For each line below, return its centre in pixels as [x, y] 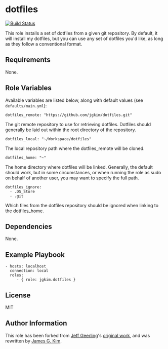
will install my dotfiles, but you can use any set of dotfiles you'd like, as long [84, 38]
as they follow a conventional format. [44, 44]
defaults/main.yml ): [26, 105]
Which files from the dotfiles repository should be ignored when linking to [82, 205]
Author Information [36, 323]
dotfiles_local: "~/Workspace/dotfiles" [49, 139]
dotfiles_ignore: [24, 187]
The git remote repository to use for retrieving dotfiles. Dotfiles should [78, 124]
